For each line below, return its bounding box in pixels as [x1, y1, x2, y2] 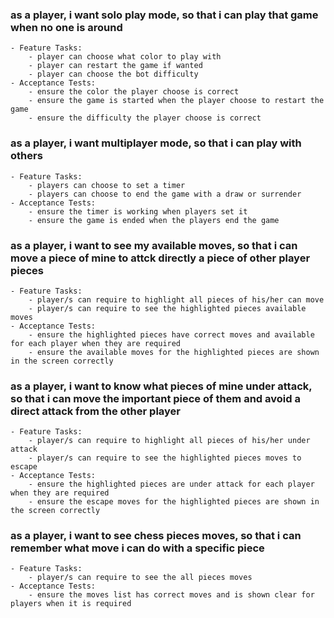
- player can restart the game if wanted [28, 61, 203, 71]
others [10, 149, 43, 163]
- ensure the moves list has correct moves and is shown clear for [28, 590, 315, 600]
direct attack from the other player [10, 404, 182, 418]
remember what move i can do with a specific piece [10, 541, 265, 555]
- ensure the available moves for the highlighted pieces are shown [28, 347, 320, 357]
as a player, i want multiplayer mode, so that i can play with [10, 136, 302, 150]
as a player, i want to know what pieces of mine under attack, [10, 379, 313, 393]
